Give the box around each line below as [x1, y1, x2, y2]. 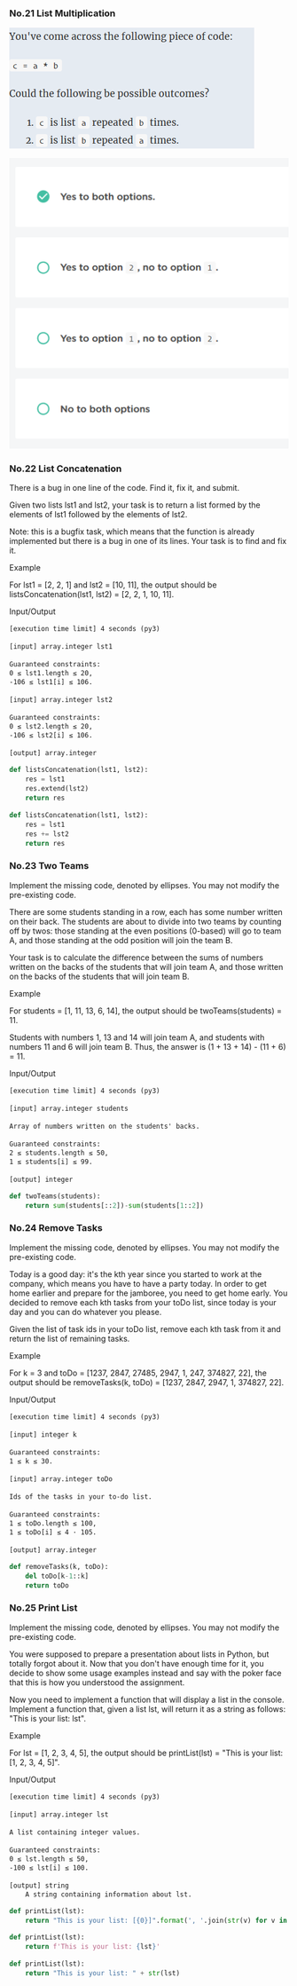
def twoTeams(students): [9, 1192, 101, 1201]
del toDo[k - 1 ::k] [25, 1572, 90, 1580]
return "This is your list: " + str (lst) [25, 1969, 180, 1978]
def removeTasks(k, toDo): [9, 1562, 109, 1571]
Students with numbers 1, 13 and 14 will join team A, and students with [9, 1032, 265, 1043]
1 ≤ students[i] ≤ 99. [9, 1157, 93, 1166]
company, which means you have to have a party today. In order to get [9, 1278, 268, 1289]
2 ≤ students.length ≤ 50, [9, 1148, 109, 1157]
